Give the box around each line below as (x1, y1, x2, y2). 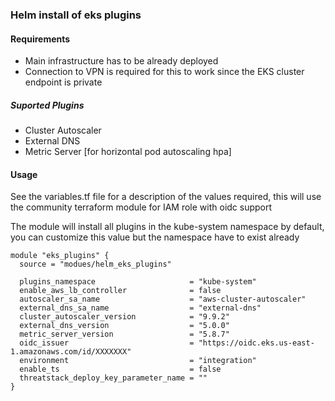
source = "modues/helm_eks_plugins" (19, 259, 172, 270)
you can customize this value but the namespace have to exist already (10, 231, 300, 243)
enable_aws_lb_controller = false (19, 286, 222, 296)
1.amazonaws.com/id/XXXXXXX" (10, 347, 132, 357)
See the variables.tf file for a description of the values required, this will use (10, 191, 322, 203)
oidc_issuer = (19, 338, 195, 348)
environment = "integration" (19, 356, 257, 366)
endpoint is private (24, 76, 103, 88)
